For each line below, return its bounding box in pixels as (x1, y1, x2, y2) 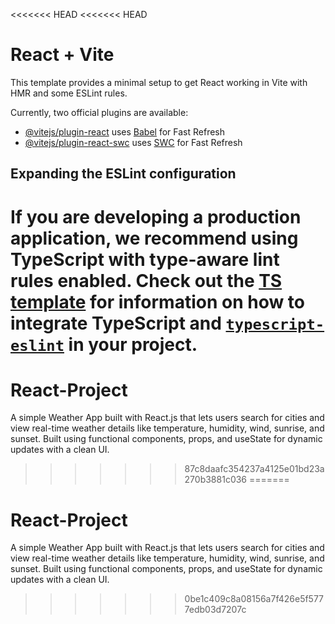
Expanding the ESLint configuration (10, 165, 237, 183)
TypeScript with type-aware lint (10, 248, 280, 271)
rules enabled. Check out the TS (10, 269, 283, 292)
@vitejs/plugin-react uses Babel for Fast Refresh (24, 125, 226, 138)
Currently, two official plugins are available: (10, 106, 189, 118)
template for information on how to (10, 290, 306, 313)
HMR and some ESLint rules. (10, 87, 128, 99)
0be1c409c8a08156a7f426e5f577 (184, 593, 325, 605)
